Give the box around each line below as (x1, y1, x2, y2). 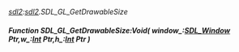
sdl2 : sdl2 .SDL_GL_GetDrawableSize (8, 7, 128, 16)
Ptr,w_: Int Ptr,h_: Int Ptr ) (8, 34, 91, 44)
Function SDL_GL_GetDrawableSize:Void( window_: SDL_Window (8, 25, 231, 35)
